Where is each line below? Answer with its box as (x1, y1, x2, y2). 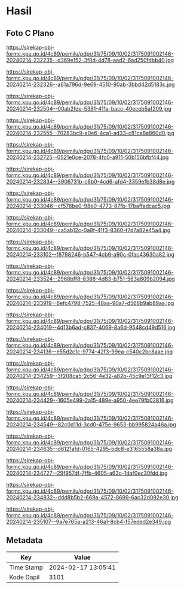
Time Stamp (9, 563, 44, 572)
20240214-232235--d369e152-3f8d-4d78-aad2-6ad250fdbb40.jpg (6, 57, 174, 63)
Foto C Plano (6, 28, 54, 38)
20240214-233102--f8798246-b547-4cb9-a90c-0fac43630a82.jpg (6, 251, 175, 258)
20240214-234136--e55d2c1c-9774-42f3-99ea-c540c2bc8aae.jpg (6, 348, 173, 355)
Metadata (6, 535, 43, 545)
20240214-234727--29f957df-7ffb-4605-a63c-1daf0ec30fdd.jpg (6, 469, 168, 477)
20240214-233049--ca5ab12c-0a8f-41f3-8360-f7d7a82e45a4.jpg (6, 227, 171, 234)
